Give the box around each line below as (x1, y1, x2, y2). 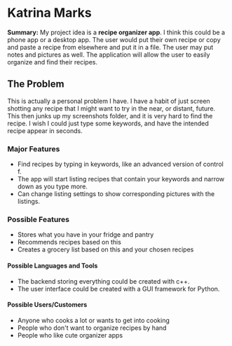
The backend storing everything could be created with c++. (17, 277, 190, 285)
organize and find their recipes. (7, 57, 98, 66)
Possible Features (7, 214, 70, 224)
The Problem (7, 78, 64, 90)
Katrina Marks (7, 5, 93, 21)
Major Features (7, 144, 60, 153)
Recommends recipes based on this (17, 238, 121, 247)
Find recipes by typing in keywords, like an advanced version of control (17, 160, 224, 169)
